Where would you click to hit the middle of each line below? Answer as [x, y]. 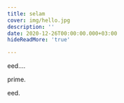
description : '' [31, 27]
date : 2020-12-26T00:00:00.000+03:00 [62, 33]
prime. [16, 80]
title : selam [26, 14]
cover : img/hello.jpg [39, 20]
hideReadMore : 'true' [39, 40]
